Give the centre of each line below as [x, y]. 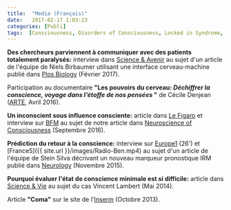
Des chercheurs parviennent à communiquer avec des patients [99, 52]
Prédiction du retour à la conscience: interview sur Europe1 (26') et [103, 144]
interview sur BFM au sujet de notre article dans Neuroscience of [100, 123]
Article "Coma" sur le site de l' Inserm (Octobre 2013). [84, 200]
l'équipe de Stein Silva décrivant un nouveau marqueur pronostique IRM [109, 158]
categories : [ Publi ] [37, 26]
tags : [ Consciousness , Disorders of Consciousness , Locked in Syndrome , [115, 33]
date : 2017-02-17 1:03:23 [48, 20]
